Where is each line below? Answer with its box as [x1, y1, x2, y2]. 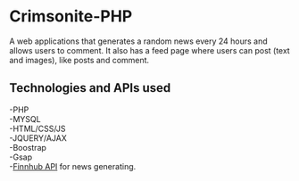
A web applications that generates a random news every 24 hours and [9, 36, 268, 46]
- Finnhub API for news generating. [9, 160, 137, 171]
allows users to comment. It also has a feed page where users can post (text [9, 45, 290, 55]
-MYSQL [9, 113, 42, 124]
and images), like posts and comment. [9, 54, 150, 65]
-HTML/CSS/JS [9, 123, 66, 134]
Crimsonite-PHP [9, 6, 133, 27]
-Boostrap [9, 142, 47, 152]
